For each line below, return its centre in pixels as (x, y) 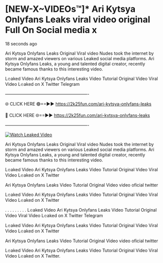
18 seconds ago (21, 43)
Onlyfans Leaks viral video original (78, 19)
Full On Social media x (51, 30)
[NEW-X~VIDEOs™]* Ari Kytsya (70, 9)
